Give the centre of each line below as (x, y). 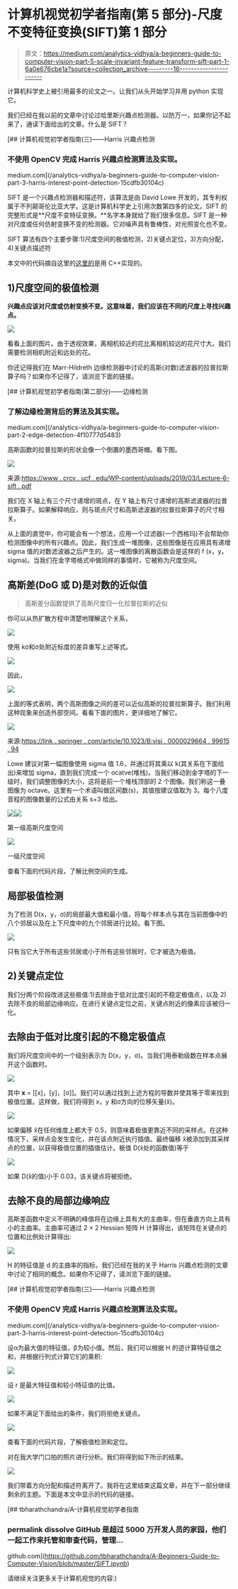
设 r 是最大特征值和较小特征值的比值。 (63, 1385)
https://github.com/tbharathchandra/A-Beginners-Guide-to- (132, 1556)
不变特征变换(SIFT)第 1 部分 (87, 32)
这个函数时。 (32, 1064)
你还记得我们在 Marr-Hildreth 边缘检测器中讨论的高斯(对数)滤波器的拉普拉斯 (118, 367)
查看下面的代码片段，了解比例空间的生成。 (69, 871)
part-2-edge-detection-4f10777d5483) (64, 435)
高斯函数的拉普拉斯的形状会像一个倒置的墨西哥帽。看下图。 (94, 450)
